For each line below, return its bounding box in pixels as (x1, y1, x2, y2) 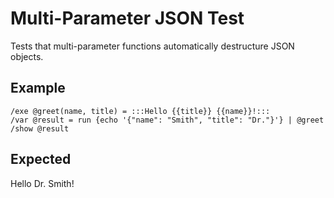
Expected (10, 151, 72, 168)
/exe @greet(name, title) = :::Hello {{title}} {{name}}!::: (10, 106, 271, 116)
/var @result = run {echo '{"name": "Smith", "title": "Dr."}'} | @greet (10, 115, 325, 125)
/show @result (10, 123, 70, 134)
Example (10, 80, 66, 97)
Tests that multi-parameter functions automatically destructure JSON (10, 40, 295, 52)
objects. (10, 50, 44, 62)
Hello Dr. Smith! (10, 177, 75, 189)
